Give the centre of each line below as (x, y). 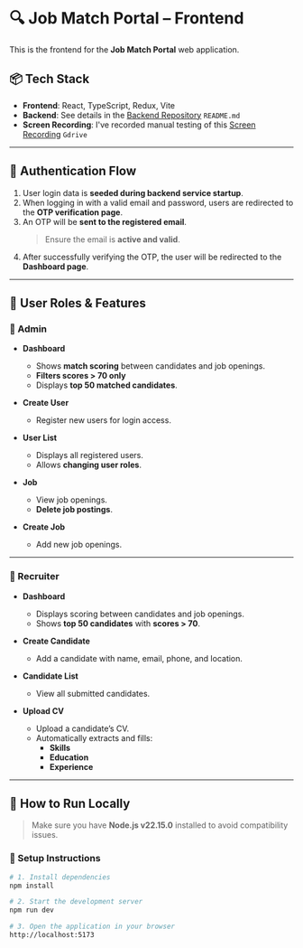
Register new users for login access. (103, 420)
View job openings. (72, 500)
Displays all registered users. (90, 455)
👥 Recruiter (35, 577)
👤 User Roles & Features (78, 303)
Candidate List (50, 676)
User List (39, 438)
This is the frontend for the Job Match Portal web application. (124, 49)
